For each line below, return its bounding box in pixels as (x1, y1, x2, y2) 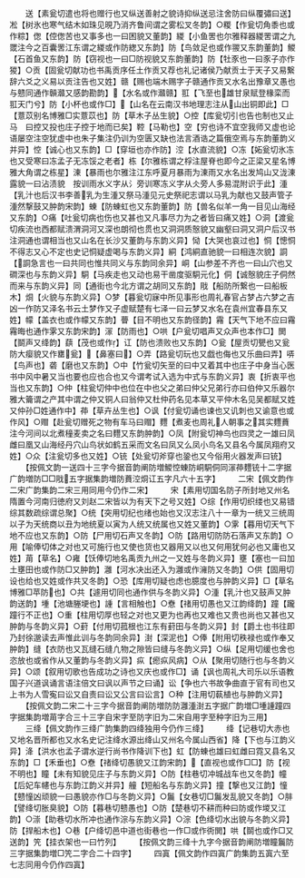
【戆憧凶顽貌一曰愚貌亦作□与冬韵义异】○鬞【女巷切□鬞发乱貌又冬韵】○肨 (9, 791, 293, 802)
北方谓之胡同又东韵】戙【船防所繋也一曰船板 (120, 281, 288, 291)
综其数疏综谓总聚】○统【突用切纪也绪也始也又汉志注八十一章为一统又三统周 (9, 508, 295, 518)
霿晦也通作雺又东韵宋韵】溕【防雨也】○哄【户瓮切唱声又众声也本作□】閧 (9, 326, 287, 336)
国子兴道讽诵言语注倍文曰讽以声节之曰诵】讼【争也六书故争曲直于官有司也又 (9, 677, 296, 688)
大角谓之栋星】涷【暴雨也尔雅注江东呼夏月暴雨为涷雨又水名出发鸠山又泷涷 (16, 167, 296, 177)
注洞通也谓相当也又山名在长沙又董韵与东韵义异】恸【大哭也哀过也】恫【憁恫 (9, 235, 296, 245)
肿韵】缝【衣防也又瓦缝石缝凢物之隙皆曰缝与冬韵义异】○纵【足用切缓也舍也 (9, 644, 295, 654)
